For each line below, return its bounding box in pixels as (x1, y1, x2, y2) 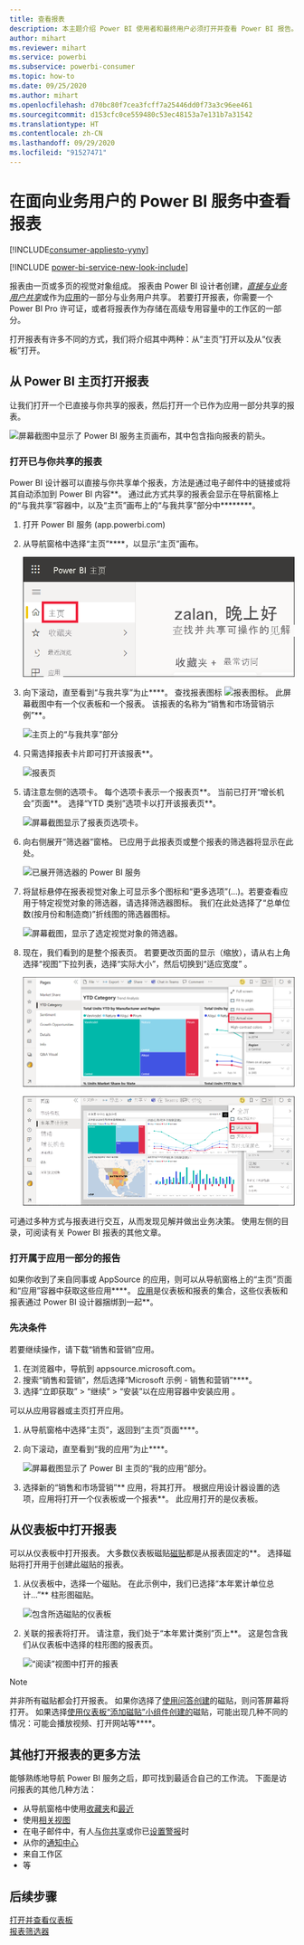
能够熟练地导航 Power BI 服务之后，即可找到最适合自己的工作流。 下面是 (9, 1773, 280, 1784)
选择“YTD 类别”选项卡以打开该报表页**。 (67, 797, 222, 809)
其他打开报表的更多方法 (9, 1747, 140, 1762)
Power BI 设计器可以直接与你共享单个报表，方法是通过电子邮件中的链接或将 (9, 477, 291, 488)
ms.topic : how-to (9, 72, 75, 81)
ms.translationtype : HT (9, 119, 100, 128)
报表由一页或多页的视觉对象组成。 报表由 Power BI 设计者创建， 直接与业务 (9, 280, 288, 291)
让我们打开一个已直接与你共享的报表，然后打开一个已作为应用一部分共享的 (9, 399, 287, 411)
